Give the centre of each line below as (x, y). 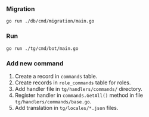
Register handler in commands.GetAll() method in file (79, 95)
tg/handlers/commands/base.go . (53, 101)
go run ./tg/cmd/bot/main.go (42, 48)
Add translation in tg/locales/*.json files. (66, 107)
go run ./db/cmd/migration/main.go (50, 21)
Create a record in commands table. (56, 76)
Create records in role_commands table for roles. (73, 83)
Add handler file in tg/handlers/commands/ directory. (79, 88)
